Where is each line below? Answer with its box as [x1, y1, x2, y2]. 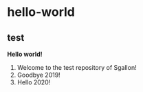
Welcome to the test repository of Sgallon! [16, 64, 137, 71]
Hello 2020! [16, 78, 51, 86]
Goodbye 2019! [16, 71, 60, 79]
